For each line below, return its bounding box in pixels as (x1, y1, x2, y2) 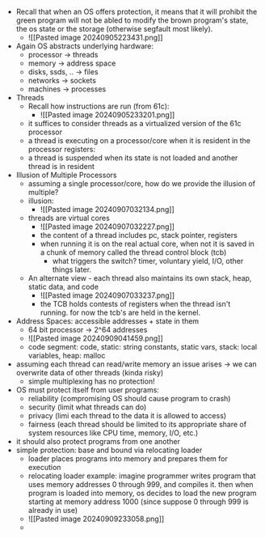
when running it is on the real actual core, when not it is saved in (40, 239, 254, 248)
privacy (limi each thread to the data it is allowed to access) (27, 411, 227, 420)
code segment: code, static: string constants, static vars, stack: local (27, 342, 258, 351)
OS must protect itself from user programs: (15, 385, 160, 395)
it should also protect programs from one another (15, 437, 180, 446)
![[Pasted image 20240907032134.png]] (40, 205, 175, 214)
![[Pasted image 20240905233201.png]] (40, 110, 175, 120)
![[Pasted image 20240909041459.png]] (27, 333, 163, 343)
